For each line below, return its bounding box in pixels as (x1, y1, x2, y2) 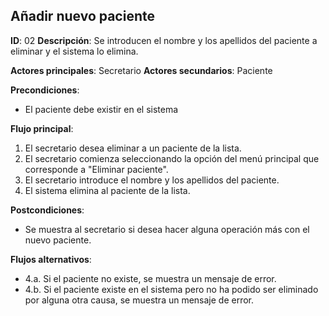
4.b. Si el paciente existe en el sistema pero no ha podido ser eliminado (24, 283, 319, 295)
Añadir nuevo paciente (10, 8, 155, 25)
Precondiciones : (10, 84, 80, 96)
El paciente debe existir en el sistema (24, 103, 179, 115)
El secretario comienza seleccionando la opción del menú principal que (24, 152, 320, 164)
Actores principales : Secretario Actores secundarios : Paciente (10, 64, 273, 76)
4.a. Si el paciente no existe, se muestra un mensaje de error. (24, 272, 277, 284)
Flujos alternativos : (10, 253, 92, 265)
